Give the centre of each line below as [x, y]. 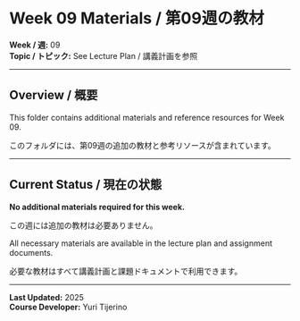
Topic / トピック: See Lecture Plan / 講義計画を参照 [104, 55]
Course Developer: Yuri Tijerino [68, 307]
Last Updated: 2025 [47, 297]
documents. [31, 252]
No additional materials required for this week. [97, 207]
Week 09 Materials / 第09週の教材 [137, 18]
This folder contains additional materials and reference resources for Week [147, 117]
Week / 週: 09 [35, 45]
